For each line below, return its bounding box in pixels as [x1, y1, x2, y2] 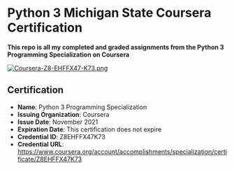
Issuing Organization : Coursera [17, 110, 110, 118]
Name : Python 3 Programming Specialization [17, 103, 147, 111]
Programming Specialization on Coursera [7, 50, 130, 59]
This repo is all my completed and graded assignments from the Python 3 [7, 43, 225, 51]
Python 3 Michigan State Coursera [7, 5, 212, 21]
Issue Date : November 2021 [17, 118, 98, 126]
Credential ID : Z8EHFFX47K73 [17, 132, 106, 141]
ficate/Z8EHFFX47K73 [17, 155, 82, 163]
